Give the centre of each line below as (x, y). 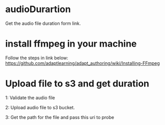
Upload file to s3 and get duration (77, 84)
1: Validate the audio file (30, 98)
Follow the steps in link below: (37, 58)
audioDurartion (38, 9)
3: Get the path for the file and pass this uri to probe (60, 117)
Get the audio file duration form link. (43, 23)
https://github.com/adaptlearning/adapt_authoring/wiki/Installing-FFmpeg (82, 63)
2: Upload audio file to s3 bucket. (40, 107)
